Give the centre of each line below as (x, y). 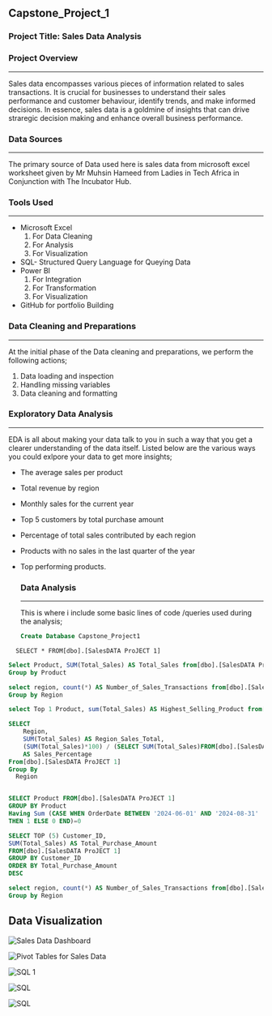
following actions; (38, 360)
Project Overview (43, 58)
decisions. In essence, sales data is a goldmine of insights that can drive (129, 109)
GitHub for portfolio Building (67, 305)
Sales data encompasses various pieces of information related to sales (126, 84)
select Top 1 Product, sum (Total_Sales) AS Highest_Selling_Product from (136, 709)
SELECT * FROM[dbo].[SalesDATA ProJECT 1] (88, 651)
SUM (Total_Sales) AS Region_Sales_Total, (93, 739)
